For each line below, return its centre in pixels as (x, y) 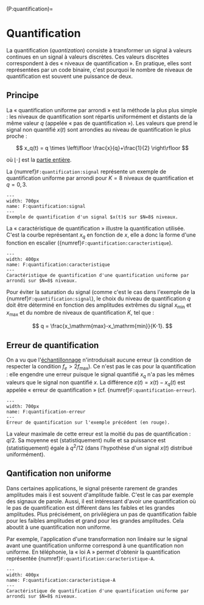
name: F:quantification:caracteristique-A (61, 580)
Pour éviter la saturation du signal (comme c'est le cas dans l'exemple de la (101, 292)
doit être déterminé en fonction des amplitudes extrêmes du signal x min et (99, 306)
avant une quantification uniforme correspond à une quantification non (95, 545)
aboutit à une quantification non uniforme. (59, 527)
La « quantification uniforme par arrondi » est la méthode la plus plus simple (102, 110)
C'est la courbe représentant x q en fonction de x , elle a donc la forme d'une (101, 235)
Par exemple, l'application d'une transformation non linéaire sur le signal (97, 539)
